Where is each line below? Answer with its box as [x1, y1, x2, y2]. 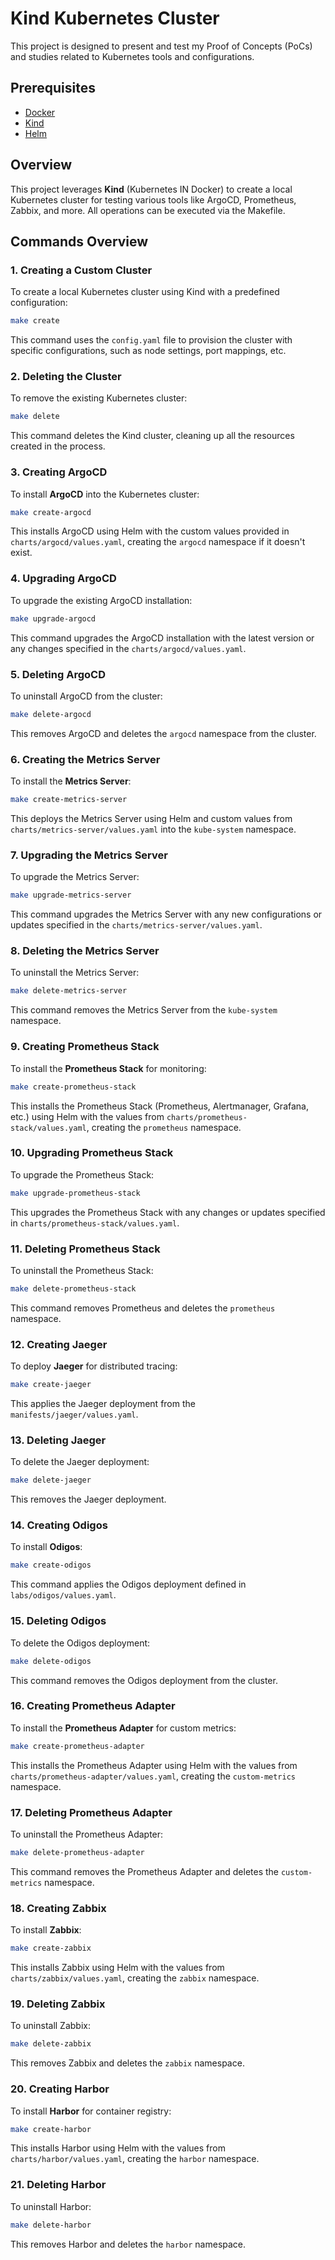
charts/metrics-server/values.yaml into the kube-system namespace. [10, 823, 297, 835]
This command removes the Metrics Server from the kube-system [10, 1004, 278, 1016]
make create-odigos [10, 1560, 92, 1571]
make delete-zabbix [10, 2039, 92, 2049]
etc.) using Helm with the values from [10, 1110, 165, 1122]
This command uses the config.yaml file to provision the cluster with [10, 334, 293, 346]
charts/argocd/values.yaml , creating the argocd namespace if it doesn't [10, 536, 306, 548]
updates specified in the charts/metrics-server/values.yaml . [10, 919, 263, 931]
